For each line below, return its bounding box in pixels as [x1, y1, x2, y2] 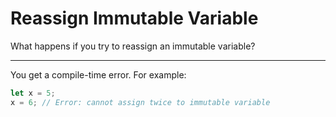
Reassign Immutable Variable [10, 7, 259, 30]
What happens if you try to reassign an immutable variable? [10, 40, 256, 52]
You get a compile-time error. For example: [10, 68, 187, 81]
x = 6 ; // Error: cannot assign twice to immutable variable [10, 97, 271, 107]
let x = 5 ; [10, 88, 56, 98]
